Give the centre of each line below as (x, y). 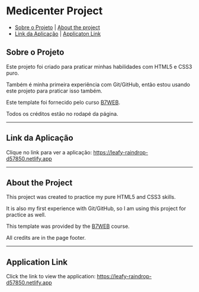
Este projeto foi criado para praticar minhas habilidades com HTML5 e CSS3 (99, 66)
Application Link (37, 262)
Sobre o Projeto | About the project (57, 27)
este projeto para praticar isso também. (54, 91)
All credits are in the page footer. (46, 238)
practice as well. (26, 215)
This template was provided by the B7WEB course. (68, 226)
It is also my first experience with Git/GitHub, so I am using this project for (96, 208)
